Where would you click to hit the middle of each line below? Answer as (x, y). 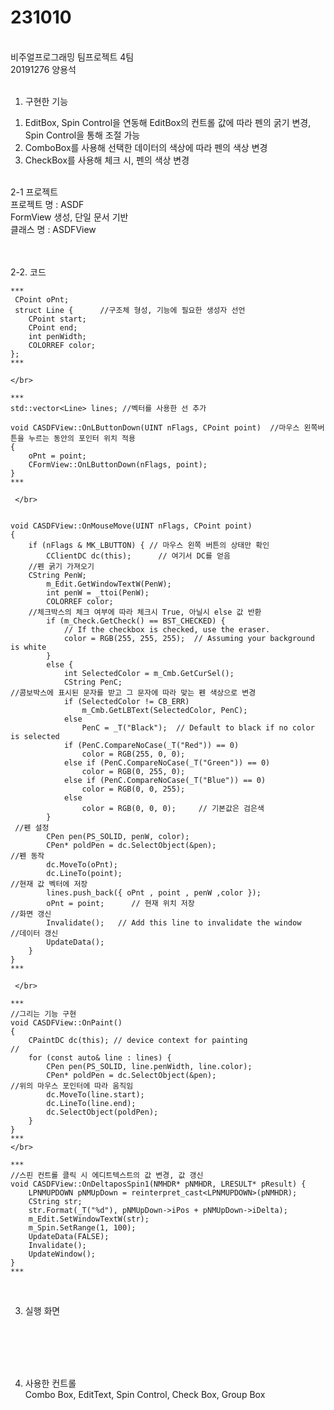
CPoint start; (57, 319)
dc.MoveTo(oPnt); (82, 864)
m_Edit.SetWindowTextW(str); (89, 1219)
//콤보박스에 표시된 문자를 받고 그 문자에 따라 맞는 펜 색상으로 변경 (133, 692)
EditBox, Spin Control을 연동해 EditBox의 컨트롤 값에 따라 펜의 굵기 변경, (168, 122)
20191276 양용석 (43, 69)
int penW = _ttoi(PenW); (98, 592)
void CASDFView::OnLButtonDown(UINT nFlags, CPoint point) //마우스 (155, 427)
